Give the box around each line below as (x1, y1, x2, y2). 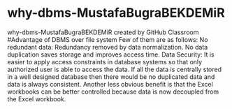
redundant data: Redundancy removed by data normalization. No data (7, 43, 208, 51)
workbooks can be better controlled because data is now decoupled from (7, 87, 219, 96)
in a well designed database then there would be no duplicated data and (7, 72, 215, 81)
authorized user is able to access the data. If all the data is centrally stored (7, 65, 222, 73)
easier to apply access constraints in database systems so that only (7, 57, 203, 66)
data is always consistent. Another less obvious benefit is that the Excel (7, 80, 213, 88)
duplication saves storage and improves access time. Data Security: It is (7, 50, 215, 59)
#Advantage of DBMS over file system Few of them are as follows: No (7, 35, 208, 43)
